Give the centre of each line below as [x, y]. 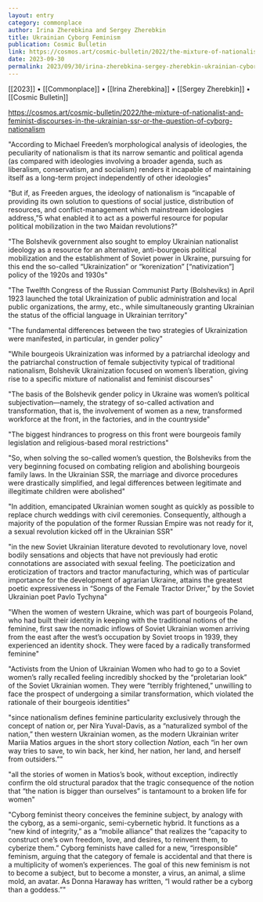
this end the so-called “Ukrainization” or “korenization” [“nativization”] [121, 266]
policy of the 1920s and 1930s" [58, 275]
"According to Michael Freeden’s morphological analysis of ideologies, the [128, 144]
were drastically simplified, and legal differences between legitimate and [125, 483]
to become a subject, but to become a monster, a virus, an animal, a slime [127, 873]
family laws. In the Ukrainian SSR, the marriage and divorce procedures [123, 474]
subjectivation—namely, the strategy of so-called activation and [111, 402]
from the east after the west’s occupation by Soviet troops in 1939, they [123, 637]
